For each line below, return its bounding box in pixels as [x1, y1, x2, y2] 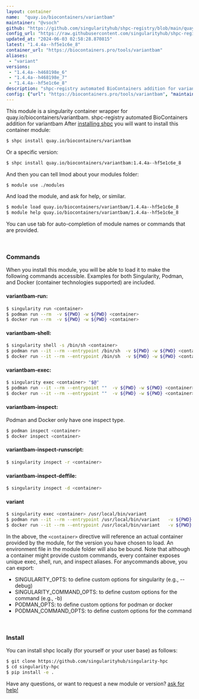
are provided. [6, 227, 39, 234]
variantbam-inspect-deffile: [6, 472, 77, 479]
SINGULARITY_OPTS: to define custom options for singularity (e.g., [14, 575, 179, 583]
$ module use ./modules [6, 182, 65, 188]
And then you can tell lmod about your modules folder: [6, 170, 139, 178]
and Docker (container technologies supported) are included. [6, 279, 156, 286]
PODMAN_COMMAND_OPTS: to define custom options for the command [14, 607, 192, 614]
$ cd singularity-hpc [6, 664, 60, 670]
